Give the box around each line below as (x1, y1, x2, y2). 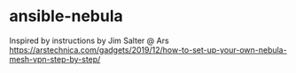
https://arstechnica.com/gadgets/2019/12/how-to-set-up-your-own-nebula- (9, 44, 287, 55)
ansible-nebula (9, 6, 124, 26)
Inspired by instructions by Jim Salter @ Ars (9, 35, 170, 46)
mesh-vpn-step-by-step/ (9, 54, 101, 64)
